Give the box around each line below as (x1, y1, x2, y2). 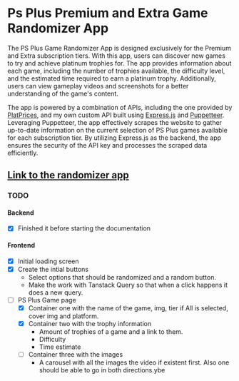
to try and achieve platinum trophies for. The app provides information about (7, 59, 232, 67)
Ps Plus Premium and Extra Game (7, 5, 208, 21)
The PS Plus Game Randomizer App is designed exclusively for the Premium (7, 44, 232, 52)
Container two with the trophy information (28, 319, 152, 327)
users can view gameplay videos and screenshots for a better (7, 81, 189, 90)
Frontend (7, 241, 36, 250)
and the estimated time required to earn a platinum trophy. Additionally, (7, 73, 216, 83)
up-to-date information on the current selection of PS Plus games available (7, 126, 228, 134)
